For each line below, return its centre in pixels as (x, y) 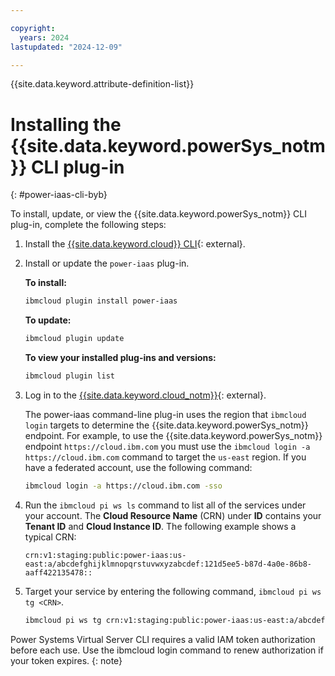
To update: (48, 320)
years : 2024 (44, 37)
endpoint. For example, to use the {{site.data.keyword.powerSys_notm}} (173, 435)
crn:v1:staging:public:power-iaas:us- (105, 555)
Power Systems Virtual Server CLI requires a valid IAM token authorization (163, 639)
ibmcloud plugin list (69, 376)
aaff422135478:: (58, 572)
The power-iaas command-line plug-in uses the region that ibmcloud (165, 414)
